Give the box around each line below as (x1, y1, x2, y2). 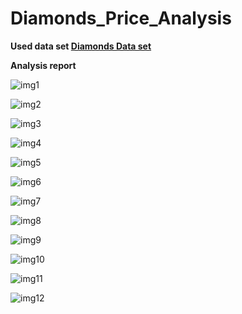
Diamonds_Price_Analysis (10, 7, 232, 30)
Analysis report (10, 59, 77, 71)
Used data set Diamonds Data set (10, 40, 152, 52)
